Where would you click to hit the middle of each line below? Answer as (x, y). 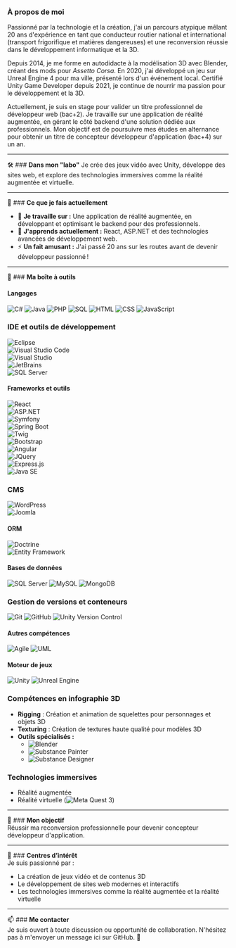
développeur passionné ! (53, 257)
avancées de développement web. (67, 239)
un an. (17, 144)
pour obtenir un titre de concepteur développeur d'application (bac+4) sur (115, 137)
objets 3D (31, 721)
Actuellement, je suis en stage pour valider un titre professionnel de (105, 107)
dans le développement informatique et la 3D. (73, 50)
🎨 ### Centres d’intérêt (42, 855)
